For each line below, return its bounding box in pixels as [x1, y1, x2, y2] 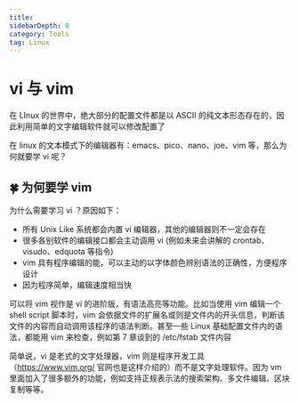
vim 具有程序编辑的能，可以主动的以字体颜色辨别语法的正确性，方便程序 [21, 257, 287, 268]
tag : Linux [9, 37, 50, 47]
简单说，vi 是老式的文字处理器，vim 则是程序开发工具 [9, 351, 205, 361]
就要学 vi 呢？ [16, 151, 68, 162]
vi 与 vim [9, 79, 74, 99]
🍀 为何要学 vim [9, 180, 93, 195]
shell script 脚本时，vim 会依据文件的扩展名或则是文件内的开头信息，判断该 [9, 310, 286, 320]
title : [9, 12, 34, 22]
